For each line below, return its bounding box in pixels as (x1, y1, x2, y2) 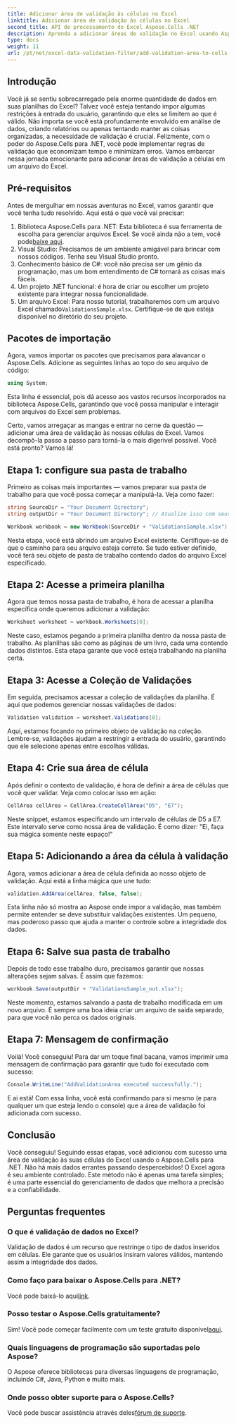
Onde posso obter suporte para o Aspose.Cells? (7, 1393, 174, 1403)
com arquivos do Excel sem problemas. (7, 407, 122, 416)
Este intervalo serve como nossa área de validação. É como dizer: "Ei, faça (7, 822, 224, 830)
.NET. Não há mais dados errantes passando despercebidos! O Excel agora (7, 1162, 225, 1171)
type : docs (7, 37, 39, 44)
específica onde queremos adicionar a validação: (7, 605, 150, 613)
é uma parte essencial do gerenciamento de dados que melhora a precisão (7, 1178, 225, 1186)
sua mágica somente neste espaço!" (7, 830, 113, 838)
